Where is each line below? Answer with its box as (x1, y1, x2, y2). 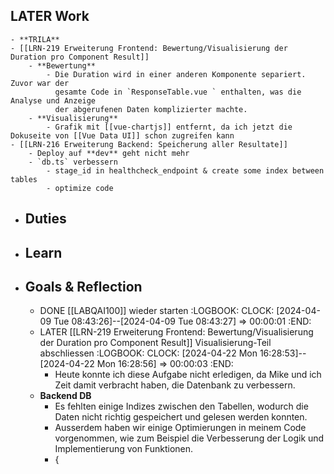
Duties (24, 210, 67, 228)
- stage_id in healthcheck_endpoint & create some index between (46, 165, 325, 176)
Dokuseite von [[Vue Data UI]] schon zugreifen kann (10, 130, 235, 141)
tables (10, 174, 38, 184)
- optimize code (46, 183, 114, 193)
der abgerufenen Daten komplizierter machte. (54, 104, 248, 114)
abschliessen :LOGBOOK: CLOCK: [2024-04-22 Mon (39, 347, 258, 359)
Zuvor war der (10, 78, 70, 88)
